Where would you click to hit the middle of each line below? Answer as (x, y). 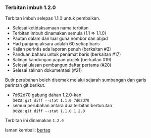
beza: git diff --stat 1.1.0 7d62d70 (51, 100)
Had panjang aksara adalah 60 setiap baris (56, 44)
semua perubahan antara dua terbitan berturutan (62, 106)
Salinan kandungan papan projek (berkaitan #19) (62, 60)
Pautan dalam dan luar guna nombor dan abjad (60, 38)
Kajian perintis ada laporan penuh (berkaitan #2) (62, 49)
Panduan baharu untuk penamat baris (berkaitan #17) (67, 54)
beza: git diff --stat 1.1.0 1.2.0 (49, 111)
